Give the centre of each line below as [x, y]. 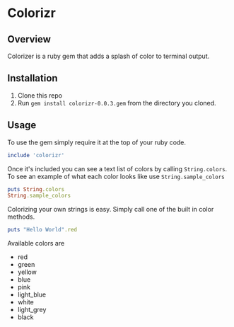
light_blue [32, 294]
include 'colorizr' [36, 155]
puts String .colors [36, 189]
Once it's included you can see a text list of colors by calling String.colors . [117, 168]
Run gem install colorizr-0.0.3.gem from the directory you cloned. [117, 103]
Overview [29, 39]
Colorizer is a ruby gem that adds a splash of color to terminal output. [109, 56]
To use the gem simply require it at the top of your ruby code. [96, 142]
